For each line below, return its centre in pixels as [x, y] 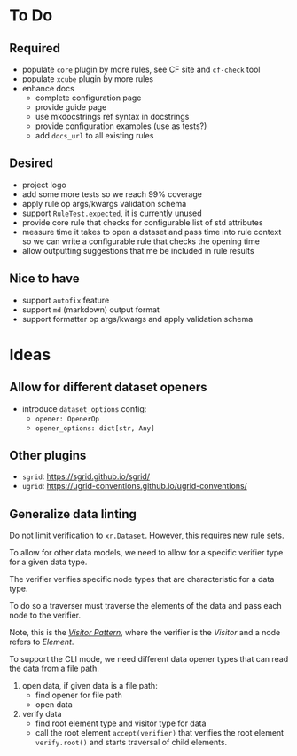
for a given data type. [48, 562]
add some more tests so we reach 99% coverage [112, 194]
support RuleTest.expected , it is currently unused [112, 213]
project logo [44, 185]
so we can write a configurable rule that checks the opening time [141, 241]
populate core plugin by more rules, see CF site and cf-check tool [141, 69]
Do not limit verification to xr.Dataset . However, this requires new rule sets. [147, 535]
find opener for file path [78, 695]
